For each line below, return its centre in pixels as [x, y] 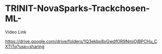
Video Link [16, 32]
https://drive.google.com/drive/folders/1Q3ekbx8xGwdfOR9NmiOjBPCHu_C [81, 41]
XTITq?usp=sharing [25, 46]
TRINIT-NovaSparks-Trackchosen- [78, 8]
